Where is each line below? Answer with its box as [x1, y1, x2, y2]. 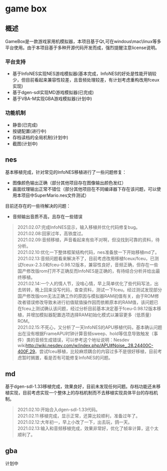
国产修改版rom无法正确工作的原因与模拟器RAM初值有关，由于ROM [17, 293, 155, 299]
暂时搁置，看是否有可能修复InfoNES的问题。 [21, 355, 113, 361]
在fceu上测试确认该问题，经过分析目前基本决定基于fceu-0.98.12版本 [17, 306, 157, 312]
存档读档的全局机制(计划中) [12, 134, 69, 140]
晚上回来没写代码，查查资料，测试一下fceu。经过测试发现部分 [34, 287, 163, 293]
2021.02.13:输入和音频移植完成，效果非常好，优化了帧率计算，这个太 [17, 425, 159, 431]
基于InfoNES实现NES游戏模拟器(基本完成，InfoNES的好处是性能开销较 [12, 71, 157, 77]
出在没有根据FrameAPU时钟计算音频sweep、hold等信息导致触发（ [17, 331, 154, 337]
